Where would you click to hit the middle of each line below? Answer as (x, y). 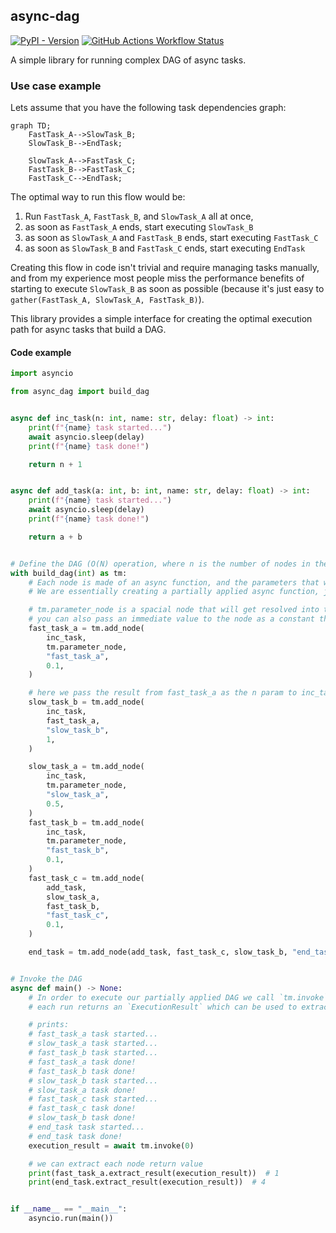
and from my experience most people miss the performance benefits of (157, 278)
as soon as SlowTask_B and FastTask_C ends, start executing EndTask (165, 248)
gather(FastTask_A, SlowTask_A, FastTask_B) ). (107, 300)
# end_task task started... (86, 1127)
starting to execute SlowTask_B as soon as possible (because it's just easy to (167, 289)
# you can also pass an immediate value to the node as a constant (171, 619)
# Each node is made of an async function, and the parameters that (174, 582)
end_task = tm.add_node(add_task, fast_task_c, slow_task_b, (158, 952)
